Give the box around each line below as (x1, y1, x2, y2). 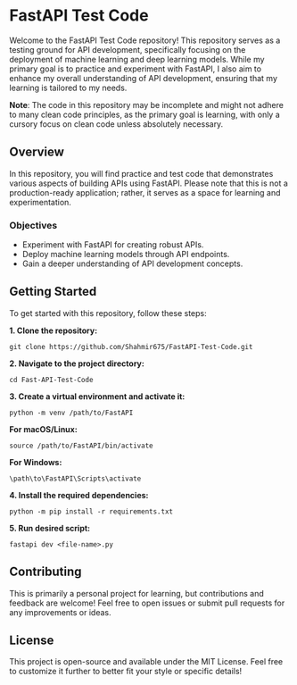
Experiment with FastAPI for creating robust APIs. (21, 239, 204, 250)
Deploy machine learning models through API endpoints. (21, 249, 230, 260)
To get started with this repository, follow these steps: (9, 307, 207, 318)
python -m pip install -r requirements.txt (9, 506, 174, 516)
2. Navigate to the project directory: (9, 358, 144, 369)
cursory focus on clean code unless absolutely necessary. (9, 118, 224, 129)
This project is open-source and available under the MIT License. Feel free (9, 656, 284, 667)
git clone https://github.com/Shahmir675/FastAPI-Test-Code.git (9, 342, 253, 351)
